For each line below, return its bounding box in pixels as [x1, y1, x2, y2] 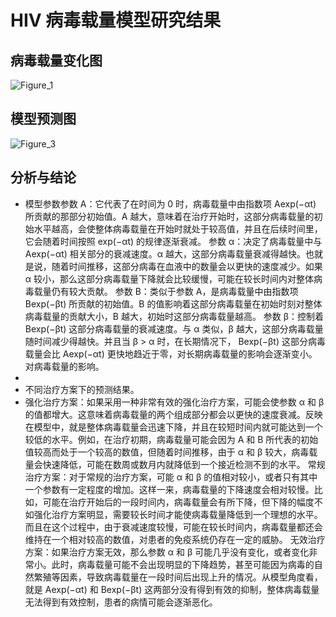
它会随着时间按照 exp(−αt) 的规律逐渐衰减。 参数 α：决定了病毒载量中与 [24, 235, 323, 247]
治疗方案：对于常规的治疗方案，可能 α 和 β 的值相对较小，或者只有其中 [24, 471, 318, 483]
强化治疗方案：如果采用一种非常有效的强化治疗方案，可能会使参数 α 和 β [24, 396, 325, 408]
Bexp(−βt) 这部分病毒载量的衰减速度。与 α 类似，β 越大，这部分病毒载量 [24, 322, 324, 335]
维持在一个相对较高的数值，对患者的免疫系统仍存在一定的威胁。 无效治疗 [24, 533, 326, 545]
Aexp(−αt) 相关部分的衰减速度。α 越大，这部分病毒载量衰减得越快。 [24, 247, 307, 260]
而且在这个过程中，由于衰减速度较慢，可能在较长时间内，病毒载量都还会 [24, 521, 323, 533]
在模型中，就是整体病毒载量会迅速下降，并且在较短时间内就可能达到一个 [24, 421, 323, 433]
